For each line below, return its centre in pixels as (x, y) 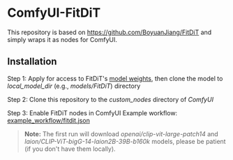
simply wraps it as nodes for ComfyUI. (62, 39)
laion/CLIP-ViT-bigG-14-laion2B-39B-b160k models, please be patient (125, 141)
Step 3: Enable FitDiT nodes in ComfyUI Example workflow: (92, 112)
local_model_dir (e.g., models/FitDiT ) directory (74, 86)
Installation (32, 62)
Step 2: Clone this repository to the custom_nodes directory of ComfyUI (111, 99)
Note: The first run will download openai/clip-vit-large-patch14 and (121, 133)
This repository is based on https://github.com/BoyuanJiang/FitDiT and (110, 32)
